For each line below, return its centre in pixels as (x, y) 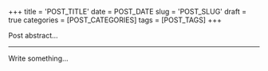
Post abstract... (33, 35)
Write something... (39, 58)
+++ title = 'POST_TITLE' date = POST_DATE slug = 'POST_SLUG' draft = (128, 12)
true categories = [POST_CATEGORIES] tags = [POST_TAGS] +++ (115, 20)
